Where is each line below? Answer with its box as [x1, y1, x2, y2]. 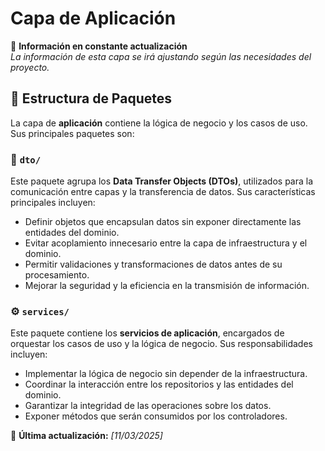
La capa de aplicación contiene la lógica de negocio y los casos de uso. [10, 117, 308, 129]
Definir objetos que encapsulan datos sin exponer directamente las [24, 216, 302, 228]
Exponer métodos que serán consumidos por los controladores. [24, 410, 288, 422]
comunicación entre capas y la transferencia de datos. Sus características [10, 186, 316, 198]
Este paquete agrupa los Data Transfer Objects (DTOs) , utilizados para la [10, 175, 314, 187]
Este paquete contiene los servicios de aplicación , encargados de [10, 327, 285, 339]
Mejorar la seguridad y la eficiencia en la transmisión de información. [24, 280, 310, 292]
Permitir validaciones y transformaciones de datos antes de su [24, 258, 283, 271]
